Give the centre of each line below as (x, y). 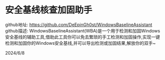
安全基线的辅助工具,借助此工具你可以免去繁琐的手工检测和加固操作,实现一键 (83, 37)
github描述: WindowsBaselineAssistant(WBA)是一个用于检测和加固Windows (83, 30)
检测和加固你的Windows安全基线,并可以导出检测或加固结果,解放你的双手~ (81, 43)
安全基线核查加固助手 (49, 10)
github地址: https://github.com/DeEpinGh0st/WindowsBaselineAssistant (79, 25)
